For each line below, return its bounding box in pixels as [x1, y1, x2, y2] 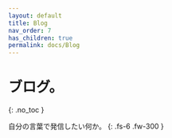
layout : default [8, 11, 62, 20]
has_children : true [8, 34, 73, 42]
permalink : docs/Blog [8, 41, 80, 49]
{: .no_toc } [8, 105, 45, 115]
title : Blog [8, 19, 48, 27]
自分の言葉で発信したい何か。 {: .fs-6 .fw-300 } [8, 121, 165, 132]
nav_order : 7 [8, 26, 52, 34]
